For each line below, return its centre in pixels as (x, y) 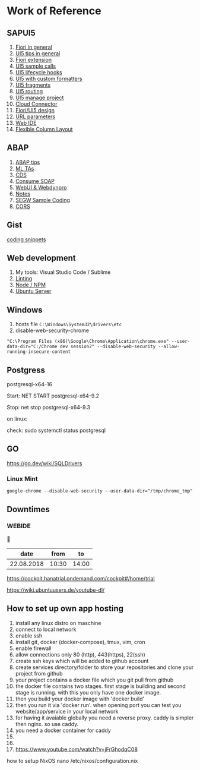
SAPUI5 (21, 33)
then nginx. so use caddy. (47, 724)
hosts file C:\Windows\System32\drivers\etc (69, 324)
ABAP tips (28, 162)
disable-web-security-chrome (52, 330)
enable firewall (33, 648)
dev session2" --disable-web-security (108, 347)
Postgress (26, 370)
